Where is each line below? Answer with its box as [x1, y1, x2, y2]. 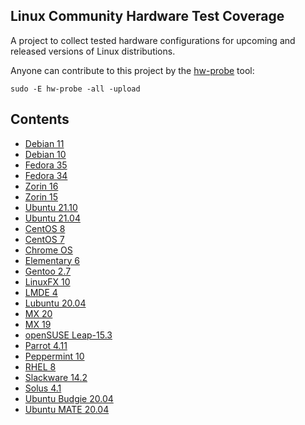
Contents [10, 111, 70, 128]
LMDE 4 [24, 286, 58, 298]
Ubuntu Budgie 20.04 [24, 392, 114, 404]
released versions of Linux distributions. [10, 45, 176, 57]
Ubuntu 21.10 [24, 201, 78, 213]
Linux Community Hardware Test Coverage [10, 8, 285, 25]
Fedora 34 [24, 169, 68, 181]
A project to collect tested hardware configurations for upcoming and [10, 34, 296, 46]
